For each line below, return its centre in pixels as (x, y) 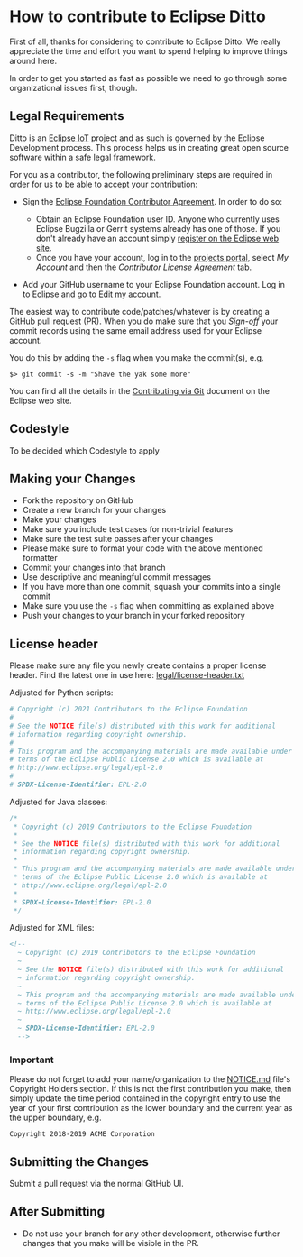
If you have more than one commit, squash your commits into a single (151, 587)
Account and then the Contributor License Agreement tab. (144, 267)
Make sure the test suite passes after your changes (118, 539)
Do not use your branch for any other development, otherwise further (151, 1234)
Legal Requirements (67, 116)
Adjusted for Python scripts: (61, 693)
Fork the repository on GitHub (78, 500)
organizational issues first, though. (73, 87)
